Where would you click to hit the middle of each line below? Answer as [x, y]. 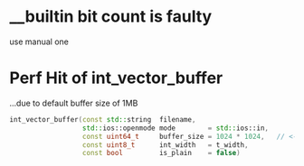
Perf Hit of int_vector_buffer [116, 78]
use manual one [39, 41]
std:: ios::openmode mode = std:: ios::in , [176, 128]
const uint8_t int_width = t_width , [165, 145]
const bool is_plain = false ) [161, 153]
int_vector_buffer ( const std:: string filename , [103, 119]
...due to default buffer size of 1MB [74, 103]
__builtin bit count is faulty [111, 17]
